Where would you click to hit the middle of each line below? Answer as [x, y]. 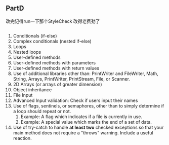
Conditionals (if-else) [35, 35]
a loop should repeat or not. [42, 111]
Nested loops [27, 52]
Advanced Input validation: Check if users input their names [75, 100]
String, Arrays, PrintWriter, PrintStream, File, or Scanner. [72, 79]
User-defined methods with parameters [54, 62]
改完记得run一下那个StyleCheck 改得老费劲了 [53, 21]
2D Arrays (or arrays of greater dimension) [57, 84]
